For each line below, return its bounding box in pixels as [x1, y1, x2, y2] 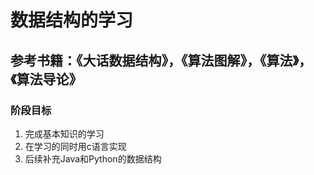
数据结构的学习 [10, 9, 134, 32]
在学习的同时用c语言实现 [24, 140, 127, 152]
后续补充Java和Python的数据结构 [24, 152, 162, 165]
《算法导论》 [10, 71, 83, 88]
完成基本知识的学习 [24, 127, 105, 140]
